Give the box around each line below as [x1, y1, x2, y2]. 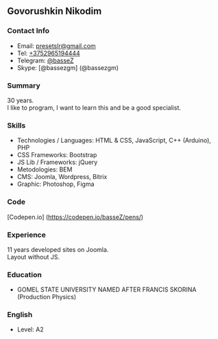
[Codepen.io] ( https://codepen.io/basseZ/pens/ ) [7, 213, 144, 221]
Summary [7, 80, 41, 90]
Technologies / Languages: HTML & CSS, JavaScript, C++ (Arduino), [16, 137, 211, 145]
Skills [7, 120, 26, 130]
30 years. [7, 96, 34, 104]
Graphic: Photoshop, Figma [16, 180, 95, 188]
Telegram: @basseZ [16, 56, 74, 65]
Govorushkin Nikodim [7, 5, 102, 17]
